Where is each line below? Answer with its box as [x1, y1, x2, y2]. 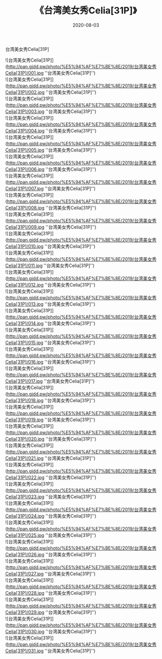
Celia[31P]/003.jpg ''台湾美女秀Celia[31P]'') [5, 108, 97, 115]
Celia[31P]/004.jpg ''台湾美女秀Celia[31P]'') [5, 127, 97, 134]
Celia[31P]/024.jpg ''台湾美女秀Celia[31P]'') [5, 513, 97, 519]
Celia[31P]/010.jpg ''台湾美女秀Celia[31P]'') [5, 243, 96, 249]
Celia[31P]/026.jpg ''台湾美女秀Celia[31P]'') [5, 551, 97, 557]
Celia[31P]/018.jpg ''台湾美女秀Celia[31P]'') [5, 397, 96, 403]
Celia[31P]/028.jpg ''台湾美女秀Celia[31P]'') [5, 590, 97, 596]
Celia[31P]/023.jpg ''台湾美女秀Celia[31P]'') [5, 494, 97, 500]
